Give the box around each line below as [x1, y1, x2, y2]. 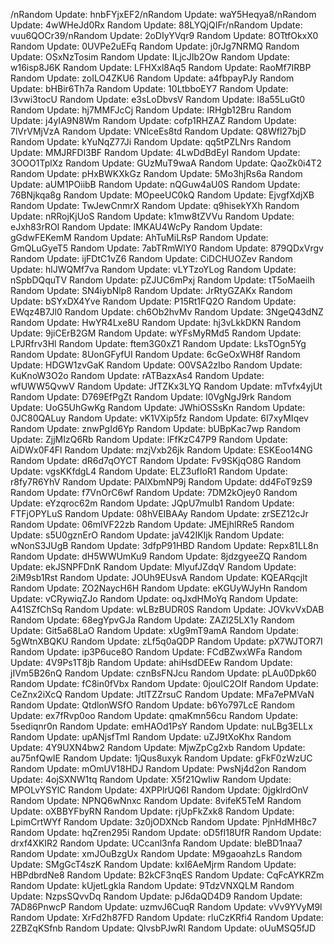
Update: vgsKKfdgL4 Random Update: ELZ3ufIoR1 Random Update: [10, 465, 288, 477]
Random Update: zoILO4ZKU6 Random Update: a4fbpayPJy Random [10, 72, 295, 84]
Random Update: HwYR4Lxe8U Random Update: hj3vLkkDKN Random [10, 317, 302, 328]
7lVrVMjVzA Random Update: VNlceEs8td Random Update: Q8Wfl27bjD [10, 125, 307, 137]
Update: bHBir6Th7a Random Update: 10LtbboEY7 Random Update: [10, 83, 289, 94]
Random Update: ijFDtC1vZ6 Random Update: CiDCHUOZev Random [10, 253, 293, 264]
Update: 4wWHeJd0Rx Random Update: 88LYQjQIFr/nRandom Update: [10, 19, 303, 31]
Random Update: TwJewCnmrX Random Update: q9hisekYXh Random [10, 200, 300, 211]
